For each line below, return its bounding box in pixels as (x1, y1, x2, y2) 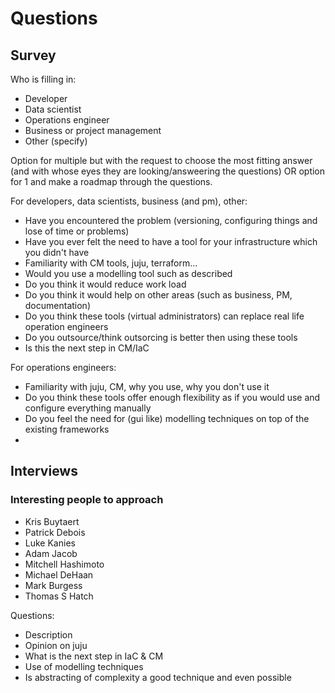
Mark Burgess (24, 579, 83, 591)
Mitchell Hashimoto (24, 558, 105, 570)
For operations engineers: (10, 362, 117, 373)
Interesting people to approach (10, 493, 164, 507)
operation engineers (24, 321, 109, 332)
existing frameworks (24, 423, 110, 435)
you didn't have (24, 247, 90, 258)
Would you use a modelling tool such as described (24, 268, 233, 279)
